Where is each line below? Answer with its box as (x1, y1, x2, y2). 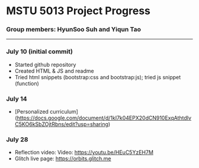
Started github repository (14, 61, 76, 68)
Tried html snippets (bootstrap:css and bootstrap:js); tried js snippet (14, 73, 181, 80)
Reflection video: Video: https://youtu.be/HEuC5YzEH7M (14, 149, 154, 156)
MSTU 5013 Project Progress (6, 4, 151, 18)
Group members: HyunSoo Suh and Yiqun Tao (6, 25, 141, 34)
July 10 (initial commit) (6, 47, 73, 56)
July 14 (6, 95, 28, 103)
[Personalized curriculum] (14, 108, 78, 115)
